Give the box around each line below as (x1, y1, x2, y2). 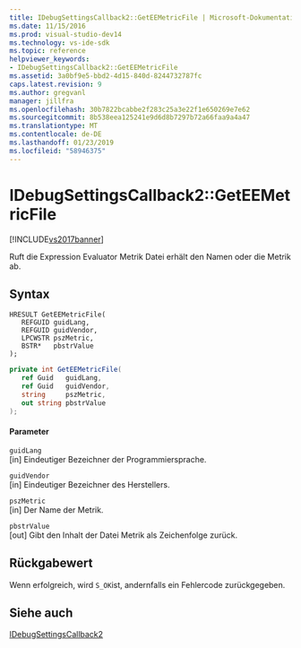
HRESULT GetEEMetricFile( (9, 310, 106, 319)
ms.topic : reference (9, 47, 87, 56)
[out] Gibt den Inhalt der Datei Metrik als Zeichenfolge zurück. (9, 530, 238, 540)
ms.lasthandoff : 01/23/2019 (9, 138, 115, 147)
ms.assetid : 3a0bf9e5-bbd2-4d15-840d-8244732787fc (9, 72, 202, 81)
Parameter (9, 427, 49, 437)
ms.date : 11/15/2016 (9, 22, 87, 30)
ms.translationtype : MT (9, 122, 99, 131)
